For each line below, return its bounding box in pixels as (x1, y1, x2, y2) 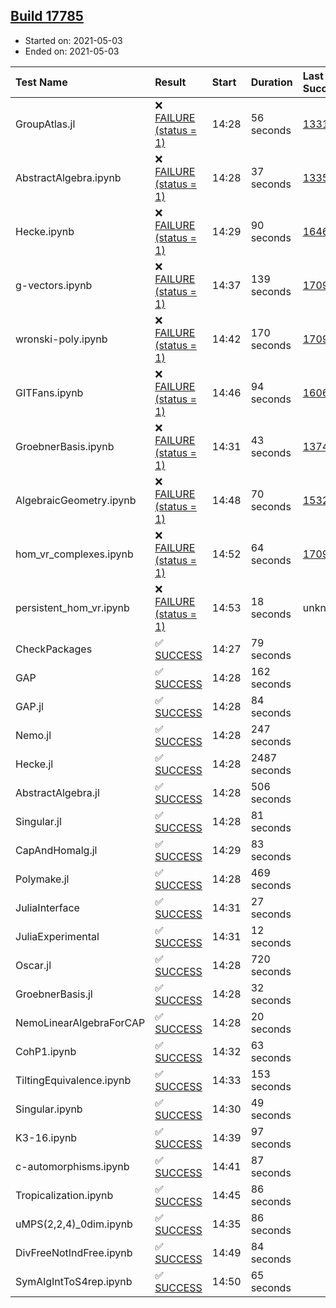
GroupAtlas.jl (15, 117, 76, 131)
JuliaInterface (15, 900, 80, 914)
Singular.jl (15, 814, 62, 828)
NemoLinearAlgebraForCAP (15, 1015, 146, 1029)
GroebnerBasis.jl (15, 987, 93, 1001)
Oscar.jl (15, 958, 52, 972)
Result (154, 75, 187, 89)
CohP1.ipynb (15, 1044, 77, 1058)
